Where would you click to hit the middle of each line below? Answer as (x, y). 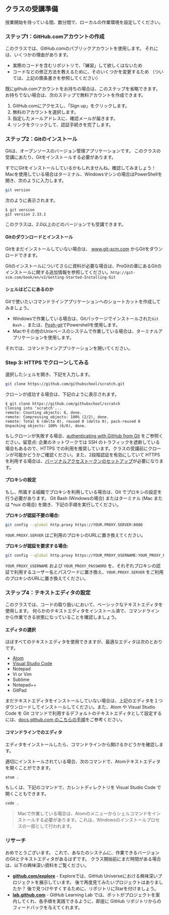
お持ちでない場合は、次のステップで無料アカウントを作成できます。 (75, 95)
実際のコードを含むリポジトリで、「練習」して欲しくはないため (77, 66)
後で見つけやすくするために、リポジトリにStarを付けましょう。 (93, 888)
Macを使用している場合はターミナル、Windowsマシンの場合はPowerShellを (84, 174)
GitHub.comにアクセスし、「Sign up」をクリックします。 (71, 106)
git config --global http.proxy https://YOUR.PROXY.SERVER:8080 (74, 525)
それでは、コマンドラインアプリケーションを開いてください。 (69, 348)
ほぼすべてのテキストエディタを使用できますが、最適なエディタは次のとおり (84, 642)
